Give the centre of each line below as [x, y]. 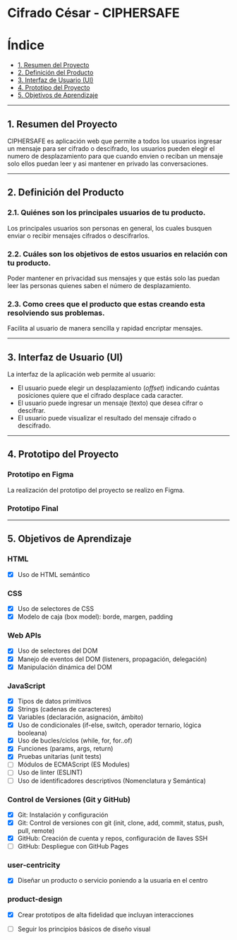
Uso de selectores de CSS [55, 609]
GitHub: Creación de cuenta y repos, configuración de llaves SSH [113, 838]
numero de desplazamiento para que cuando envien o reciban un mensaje [115, 156]
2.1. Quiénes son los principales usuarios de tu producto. [107, 212]
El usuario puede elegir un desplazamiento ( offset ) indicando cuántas [119, 388]
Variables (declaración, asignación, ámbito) [80, 717]
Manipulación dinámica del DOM [65, 667]
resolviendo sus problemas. [56, 313]
